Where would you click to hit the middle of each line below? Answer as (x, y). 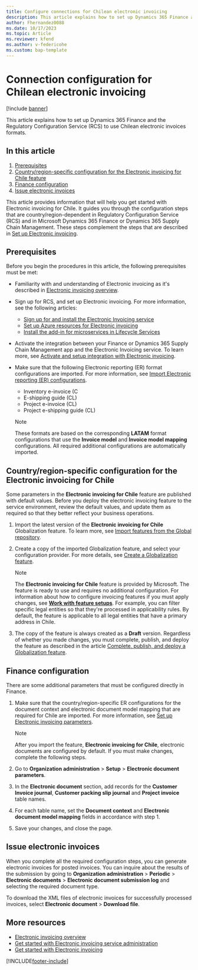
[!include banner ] (27, 108)
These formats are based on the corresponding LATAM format (90, 433)
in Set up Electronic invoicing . (42, 233)
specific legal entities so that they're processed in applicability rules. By (102, 610)
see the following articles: (46, 308)
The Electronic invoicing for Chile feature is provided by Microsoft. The (102, 584)
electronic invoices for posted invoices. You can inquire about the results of (98, 867)
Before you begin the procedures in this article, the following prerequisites (96, 266)
